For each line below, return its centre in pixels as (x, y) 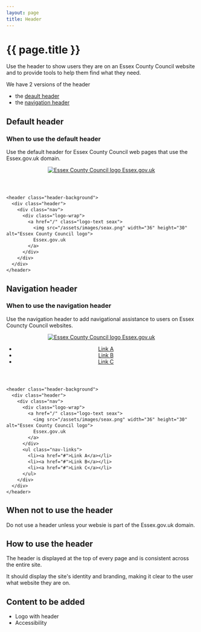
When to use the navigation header (59, 306)
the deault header (37, 96)
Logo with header (37, 616)
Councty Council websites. (40, 325)
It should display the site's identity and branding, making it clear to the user (100, 576)
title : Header (24, 19)
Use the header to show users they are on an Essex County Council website (101, 66)
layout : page (23, 13)
